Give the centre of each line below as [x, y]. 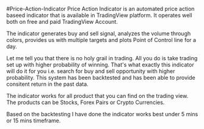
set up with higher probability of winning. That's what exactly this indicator [100, 64]
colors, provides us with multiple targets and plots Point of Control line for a [101, 40]
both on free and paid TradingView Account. [62, 22]
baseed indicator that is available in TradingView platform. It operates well [99, 15]
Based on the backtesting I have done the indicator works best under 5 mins [102, 114]
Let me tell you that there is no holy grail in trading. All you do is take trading [102, 58]
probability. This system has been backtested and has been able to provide [101, 78]
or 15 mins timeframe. [34, 120]
